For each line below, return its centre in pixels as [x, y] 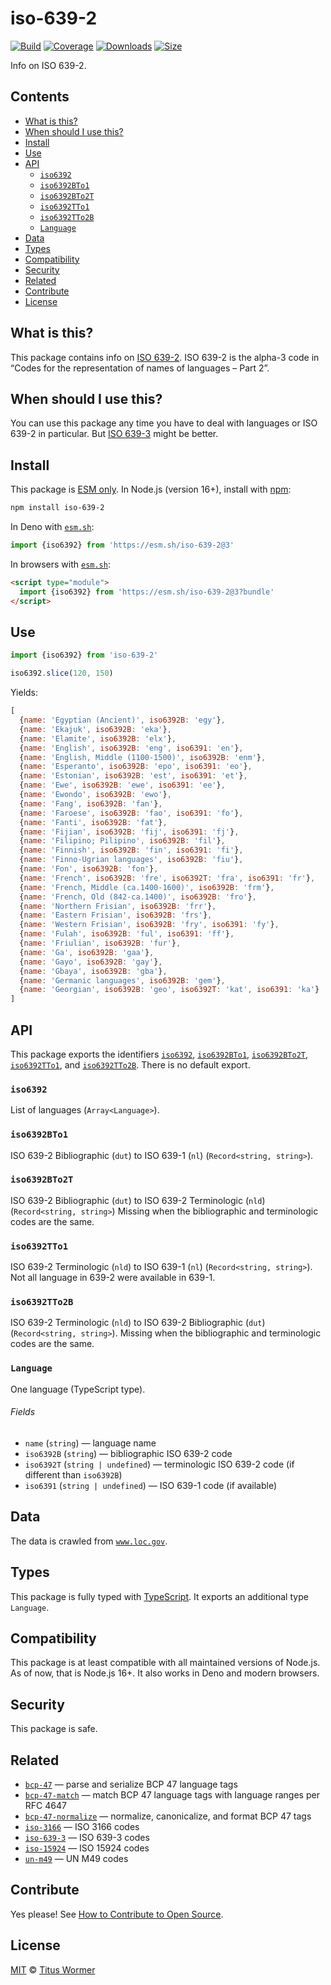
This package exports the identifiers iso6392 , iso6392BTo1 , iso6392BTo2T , [159, 1054]
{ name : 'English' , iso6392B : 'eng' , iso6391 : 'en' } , [131, 748]
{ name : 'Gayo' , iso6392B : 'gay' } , [91, 962]
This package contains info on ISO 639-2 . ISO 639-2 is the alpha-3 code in [165, 357]
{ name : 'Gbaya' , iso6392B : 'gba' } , [93, 971]
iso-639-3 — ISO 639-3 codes [87, 1837]
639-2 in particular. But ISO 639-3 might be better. [114, 434]
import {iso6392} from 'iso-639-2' [84, 655]
